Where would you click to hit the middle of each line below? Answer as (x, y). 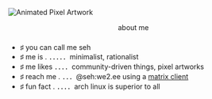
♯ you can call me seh (55, 47)
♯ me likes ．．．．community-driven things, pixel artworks (112, 67)
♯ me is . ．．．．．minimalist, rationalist (79, 56)
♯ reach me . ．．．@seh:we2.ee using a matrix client (104, 76)
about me (133, 27)
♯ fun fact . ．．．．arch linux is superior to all (90, 86)
